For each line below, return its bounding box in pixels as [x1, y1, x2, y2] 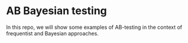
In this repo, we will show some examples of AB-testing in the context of [6, 24, 183, 31]
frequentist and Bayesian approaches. [6, 29, 99, 37]
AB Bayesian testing [6, 4, 108, 18]
